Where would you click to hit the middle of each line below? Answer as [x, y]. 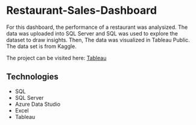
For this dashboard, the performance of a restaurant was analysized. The [97, 27]
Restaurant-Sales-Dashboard [82, 11]
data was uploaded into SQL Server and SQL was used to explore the [92, 33]
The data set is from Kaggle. [41, 46]
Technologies [33, 77]
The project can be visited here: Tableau [56, 58]
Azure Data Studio [38, 104]
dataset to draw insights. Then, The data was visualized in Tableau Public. [98, 40]
